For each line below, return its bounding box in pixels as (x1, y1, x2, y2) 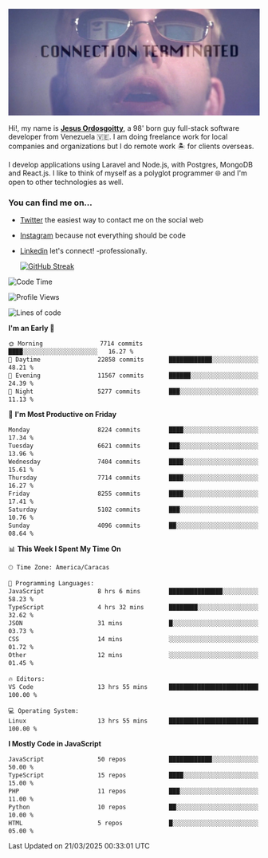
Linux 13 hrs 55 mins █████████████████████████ (8, 717, 259, 726)
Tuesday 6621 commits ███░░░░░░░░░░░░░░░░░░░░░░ (8, 442, 259, 451)
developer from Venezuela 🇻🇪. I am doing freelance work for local (8, 132, 228, 142)
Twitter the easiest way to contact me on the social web (19, 215, 203, 225)
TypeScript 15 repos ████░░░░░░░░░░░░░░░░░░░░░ (8, 771, 259, 780)
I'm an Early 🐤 (8, 324, 55, 333)
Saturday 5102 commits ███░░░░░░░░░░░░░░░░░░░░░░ (8, 506, 259, 514)
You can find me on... (8, 197, 93, 208)
